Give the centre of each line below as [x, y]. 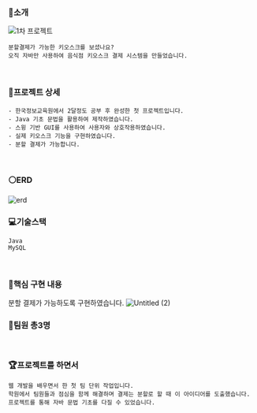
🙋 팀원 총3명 [30, 326]
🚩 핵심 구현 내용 [35, 285]
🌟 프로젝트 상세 [34, 92]
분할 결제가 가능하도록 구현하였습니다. [66, 303]
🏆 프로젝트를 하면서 [43, 365]
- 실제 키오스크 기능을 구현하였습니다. [62, 136]
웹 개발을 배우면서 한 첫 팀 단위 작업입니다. [71, 386]
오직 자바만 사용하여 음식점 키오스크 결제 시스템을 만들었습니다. [98, 56]
